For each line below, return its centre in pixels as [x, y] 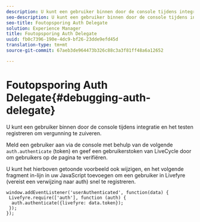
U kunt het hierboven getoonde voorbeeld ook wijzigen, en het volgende [95, 169]
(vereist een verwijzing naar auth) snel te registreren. [71, 182]
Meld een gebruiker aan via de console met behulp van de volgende [90, 145]
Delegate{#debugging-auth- [79, 97]
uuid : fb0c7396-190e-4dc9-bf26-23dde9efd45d [62, 39]
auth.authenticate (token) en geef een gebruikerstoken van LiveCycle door [99, 151]
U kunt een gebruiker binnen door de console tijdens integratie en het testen [100, 127]
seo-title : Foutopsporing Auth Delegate [57, 23]
